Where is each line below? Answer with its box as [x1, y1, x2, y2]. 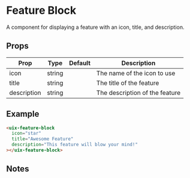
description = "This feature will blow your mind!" [11, 142, 138, 148]
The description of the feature [96, 88, 181, 97]
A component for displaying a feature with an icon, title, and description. [6, 23, 185, 31]
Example [6, 109, 40, 119]
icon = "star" [11, 130, 42, 137]
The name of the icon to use [96, 69, 176, 77]
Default [68, 58, 91, 67]
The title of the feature [96, 79, 159, 87]
